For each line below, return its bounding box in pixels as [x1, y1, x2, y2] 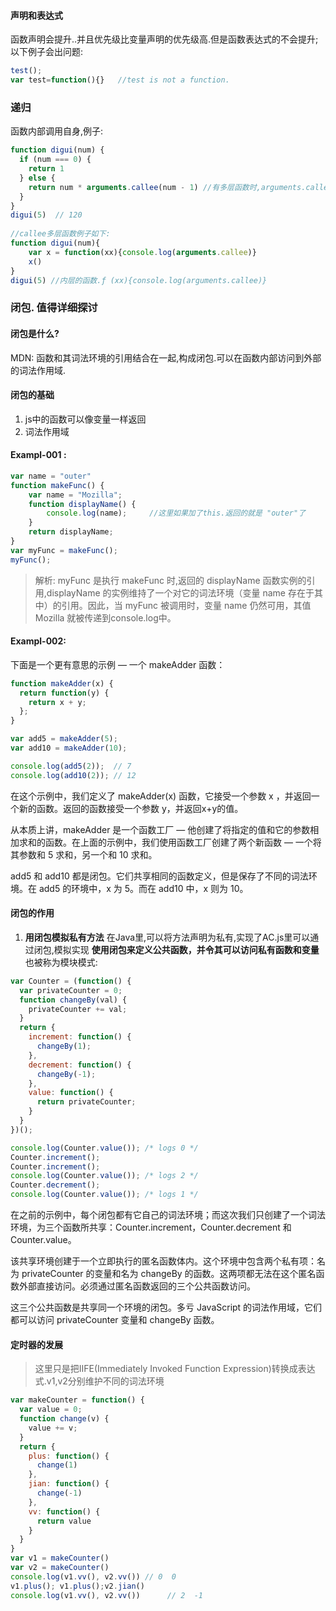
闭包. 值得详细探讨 [10, 301, 98, 315]
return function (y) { [19, 688, 110, 698]
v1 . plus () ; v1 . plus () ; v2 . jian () [10, 1581, 145, 1591]
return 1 [28, 164, 65, 174]
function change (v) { [19, 1414, 110, 1424]
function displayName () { [28, 499, 137, 509]
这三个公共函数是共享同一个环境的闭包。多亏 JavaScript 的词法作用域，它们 [10, 1301, 323, 1314]
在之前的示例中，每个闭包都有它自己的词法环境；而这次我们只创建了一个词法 [10, 1209, 326, 1221]
